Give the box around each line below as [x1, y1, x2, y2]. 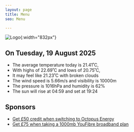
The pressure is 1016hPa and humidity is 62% [12, 83, 105, 89]
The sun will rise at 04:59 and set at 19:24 [12, 88, 98, 94]
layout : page [5, 7, 32, 12]
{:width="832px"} [20, 34, 57, 40]
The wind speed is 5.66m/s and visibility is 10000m [12, 78, 117, 84]
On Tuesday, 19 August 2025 [5, 49, 96, 57]
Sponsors [5, 103, 36, 111]
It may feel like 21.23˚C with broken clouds [12, 72, 99, 78]
